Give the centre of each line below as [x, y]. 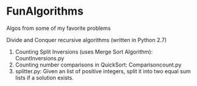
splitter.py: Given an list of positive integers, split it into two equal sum [103, 71]
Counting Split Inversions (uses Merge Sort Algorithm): [84, 52]
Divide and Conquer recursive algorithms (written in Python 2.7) [87, 40]
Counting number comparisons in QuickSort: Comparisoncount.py [98, 65]
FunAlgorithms [45, 11]
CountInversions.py [40, 58]
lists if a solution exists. [45, 77]
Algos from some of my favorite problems [59, 28]
